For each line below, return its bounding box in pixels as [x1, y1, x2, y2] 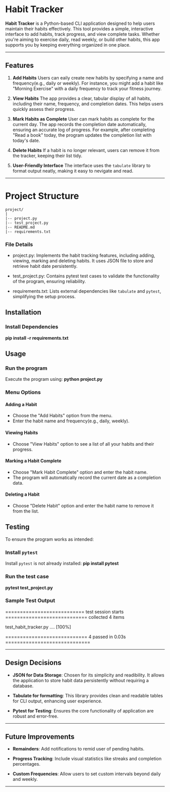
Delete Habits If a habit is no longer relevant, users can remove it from [12, 147, 160, 153]
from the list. [12, 508, 39, 514]
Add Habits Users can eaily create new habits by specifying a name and [12, 74, 163, 81]
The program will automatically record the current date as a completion [12, 474, 161, 481]
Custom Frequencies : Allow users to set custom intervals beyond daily [12, 771, 161, 777]
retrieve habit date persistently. [12, 263, 77, 269]
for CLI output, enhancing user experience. [12, 698, 103, 704]
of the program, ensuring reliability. [12, 278, 86, 284]
